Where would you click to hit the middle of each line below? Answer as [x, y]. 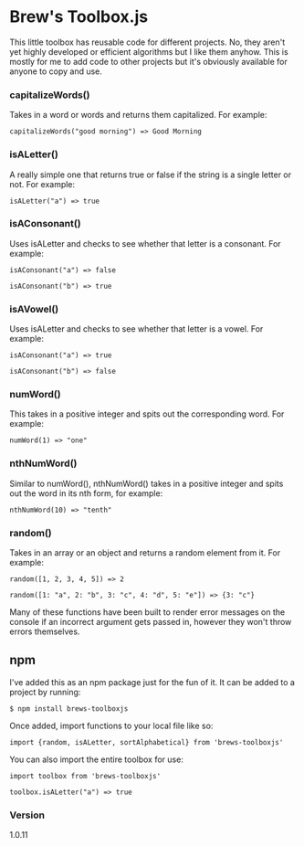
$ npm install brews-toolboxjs [69, 709]
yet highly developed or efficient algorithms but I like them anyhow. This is [149, 51]
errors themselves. [45, 631]
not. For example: [42, 184]
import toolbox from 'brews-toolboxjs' [85, 776]
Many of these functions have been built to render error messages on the [147, 612]
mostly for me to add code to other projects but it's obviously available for [148, 61]
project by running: [45, 692]
